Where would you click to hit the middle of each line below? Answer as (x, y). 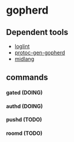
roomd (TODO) (24, 133)
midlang (24, 59)
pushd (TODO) (24, 120)
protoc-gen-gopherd (40, 53)
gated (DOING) (24, 92)
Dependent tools (37, 32)
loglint (22, 46)
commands (27, 78)
